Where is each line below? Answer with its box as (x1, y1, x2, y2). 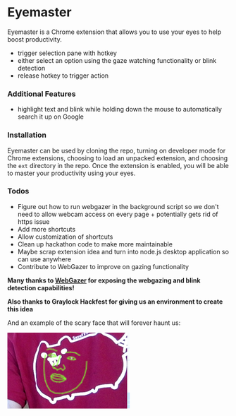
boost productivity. (7, 35, 62, 43)
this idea (7, 304, 34, 313)
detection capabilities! (7, 283, 75, 292)
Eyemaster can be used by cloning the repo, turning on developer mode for (7, 146, 226, 155)
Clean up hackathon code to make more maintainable (17, 239, 173, 248)
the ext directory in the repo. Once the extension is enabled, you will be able (7, 161, 229, 170)
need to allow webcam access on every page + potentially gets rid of (17, 210, 218, 218)
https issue (17, 217, 50, 226)
